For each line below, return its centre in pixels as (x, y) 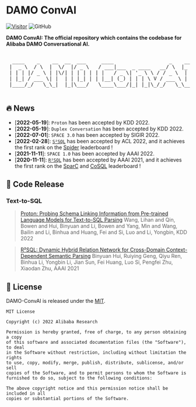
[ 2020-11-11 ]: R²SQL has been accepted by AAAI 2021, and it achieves (98, 160)
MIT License (20, 312)
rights (14, 358)
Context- (177, 250)
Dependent (34, 256)
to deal (15, 348)
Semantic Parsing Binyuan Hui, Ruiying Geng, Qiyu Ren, (116, 256)
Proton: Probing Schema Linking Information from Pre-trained (94, 213)
